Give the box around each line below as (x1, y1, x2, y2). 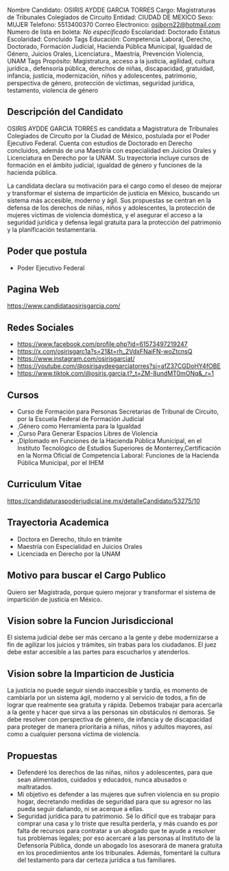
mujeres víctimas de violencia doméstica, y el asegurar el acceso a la (7, 211, 203, 219)
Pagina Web (7, 283, 60, 295)
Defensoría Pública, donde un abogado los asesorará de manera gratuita (16, 841, 223, 849)
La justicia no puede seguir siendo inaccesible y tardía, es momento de (7, 686, 208, 694)
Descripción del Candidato (7, 106, 123, 118)
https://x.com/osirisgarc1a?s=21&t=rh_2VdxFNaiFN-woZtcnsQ (16, 347, 193, 356)
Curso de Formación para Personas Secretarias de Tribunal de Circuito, (16, 407, 219, 416)
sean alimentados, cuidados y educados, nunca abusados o (16, 775, 187, 784)
